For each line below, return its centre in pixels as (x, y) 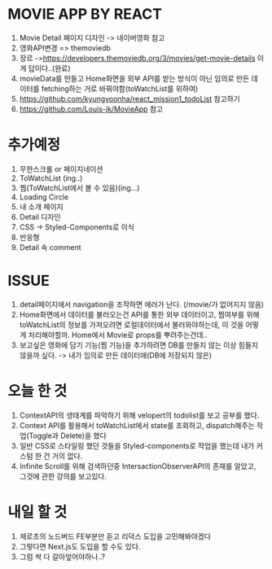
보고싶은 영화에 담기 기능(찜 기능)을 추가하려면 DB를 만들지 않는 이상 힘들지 (138, 345)
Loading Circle (44, 197)
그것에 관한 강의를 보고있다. (63, 476)
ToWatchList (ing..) (51, 178)
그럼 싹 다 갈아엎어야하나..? (62, 556)
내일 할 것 (37, 512)
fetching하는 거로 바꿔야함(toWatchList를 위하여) (120, 88)
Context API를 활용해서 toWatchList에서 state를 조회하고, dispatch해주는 (137, 425)
